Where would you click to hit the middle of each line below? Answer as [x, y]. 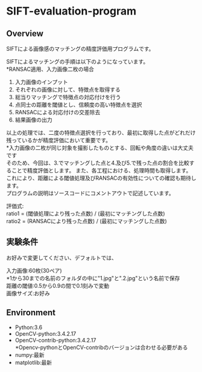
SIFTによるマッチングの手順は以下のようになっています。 [77, 61]
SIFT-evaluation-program [71, 11]
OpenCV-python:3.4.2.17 [46, 333]
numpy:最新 [30, 354]
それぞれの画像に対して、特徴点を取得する [68, 90]
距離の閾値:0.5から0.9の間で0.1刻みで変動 [58, 286]
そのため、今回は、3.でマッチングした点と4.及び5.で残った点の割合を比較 [98, 163]
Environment [31, 313]
